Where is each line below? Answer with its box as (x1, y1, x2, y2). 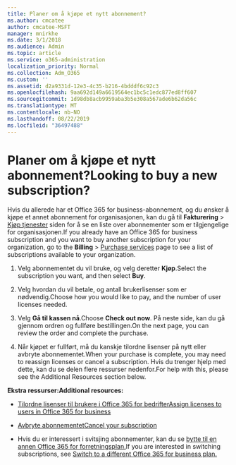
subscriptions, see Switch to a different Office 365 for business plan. (17, 449, 217, 459)
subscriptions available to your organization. (7, 250, 136, 259)
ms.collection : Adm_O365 (7, 69, 80, 76)
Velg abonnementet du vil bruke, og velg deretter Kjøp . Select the (17, 264, 206, 272)
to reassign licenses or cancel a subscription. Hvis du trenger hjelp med (17, 358, 227, 366)
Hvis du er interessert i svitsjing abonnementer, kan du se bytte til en (17, 435, 217, 443)
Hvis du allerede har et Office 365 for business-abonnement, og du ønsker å (7, 205, 229, 214)
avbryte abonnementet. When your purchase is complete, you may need (17, 350, 227, 358)
